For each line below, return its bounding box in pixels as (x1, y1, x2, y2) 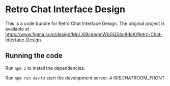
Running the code (5, 51, 63, 60)
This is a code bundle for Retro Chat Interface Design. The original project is (5, 20, 165, 26)
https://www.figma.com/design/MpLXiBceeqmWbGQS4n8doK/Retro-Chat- (5, 31, 163, 37)
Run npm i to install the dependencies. (5, 65, 86, 71)
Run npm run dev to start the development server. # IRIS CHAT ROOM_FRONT (5, 75, 165, 81)
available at (5, 25, 30, 32)
